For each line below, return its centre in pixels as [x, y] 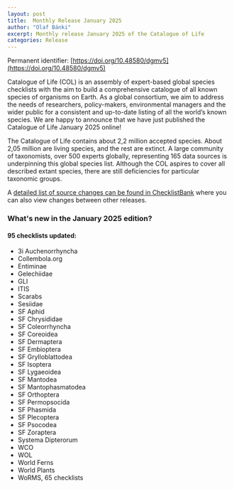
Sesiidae [30, 304]
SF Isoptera [34, 365]
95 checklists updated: [42, 235]
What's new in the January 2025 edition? [80, 219]
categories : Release [38, 41]
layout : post [27, 14]
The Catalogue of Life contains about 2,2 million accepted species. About [115, 141]
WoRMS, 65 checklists [50, 478]
